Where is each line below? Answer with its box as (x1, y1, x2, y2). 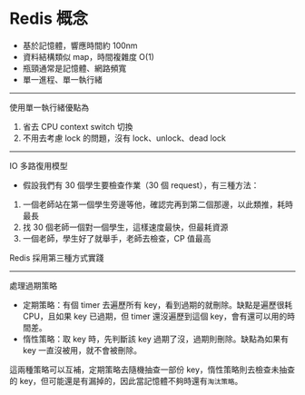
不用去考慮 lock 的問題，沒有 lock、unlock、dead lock (22, 133, 227, 143)
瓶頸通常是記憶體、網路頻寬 (22, 63, 127, 74)
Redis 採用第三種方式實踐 (9, 252, 104, 263)
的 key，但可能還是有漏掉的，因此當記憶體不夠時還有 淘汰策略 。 (9, 375, 243, 386)
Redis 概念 (9, 8, 89, 29)
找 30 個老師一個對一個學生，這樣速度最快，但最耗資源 (22, 222, 229, 232)
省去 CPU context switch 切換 (22, 121, 133, 132)
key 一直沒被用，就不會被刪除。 (22, 344, 143, 355)
